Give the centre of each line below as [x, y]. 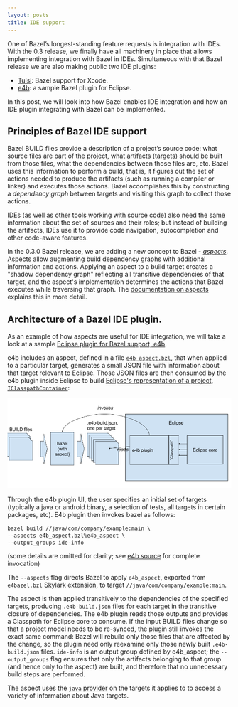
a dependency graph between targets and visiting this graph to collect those [119, 194]
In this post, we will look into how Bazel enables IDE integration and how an [117, 101]
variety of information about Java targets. [68, 696]
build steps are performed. [46, 674]
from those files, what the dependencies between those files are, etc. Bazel [118, 164]
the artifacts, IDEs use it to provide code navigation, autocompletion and [113, 230]
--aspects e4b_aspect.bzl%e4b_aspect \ [66, 536]
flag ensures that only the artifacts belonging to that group [136, 659]
